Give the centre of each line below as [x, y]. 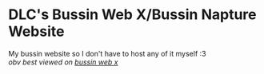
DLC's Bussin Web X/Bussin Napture [132, 15]
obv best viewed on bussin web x [63, 62]
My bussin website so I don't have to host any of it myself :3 [107, 53]
